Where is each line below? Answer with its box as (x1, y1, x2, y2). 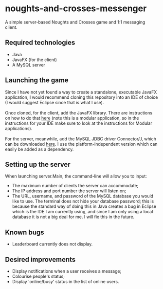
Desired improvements (5, 255, 76, 264)
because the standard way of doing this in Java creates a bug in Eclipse (12, 203, 157, 209)
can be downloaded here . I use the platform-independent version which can (5, 141, 158, 147)
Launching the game (5, 76, 69, 85)
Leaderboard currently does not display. (12, 241, 93, 247)
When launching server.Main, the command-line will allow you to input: (5, 173, 147, 179)
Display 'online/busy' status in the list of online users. (12, 279, 119, 284)
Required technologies (5, 39, 75, 47)
